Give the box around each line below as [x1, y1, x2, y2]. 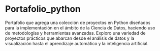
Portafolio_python [5, 3, 81, 15]
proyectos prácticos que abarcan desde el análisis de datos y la [5, 35, 134, 41]
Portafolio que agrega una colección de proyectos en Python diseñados [5, 20, 151, 25]
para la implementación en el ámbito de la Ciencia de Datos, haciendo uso [5, 25, 156, 30]
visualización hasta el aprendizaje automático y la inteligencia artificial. [5, 40, 149, 46]
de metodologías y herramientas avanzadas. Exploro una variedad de [5, 30, 146, 36]
